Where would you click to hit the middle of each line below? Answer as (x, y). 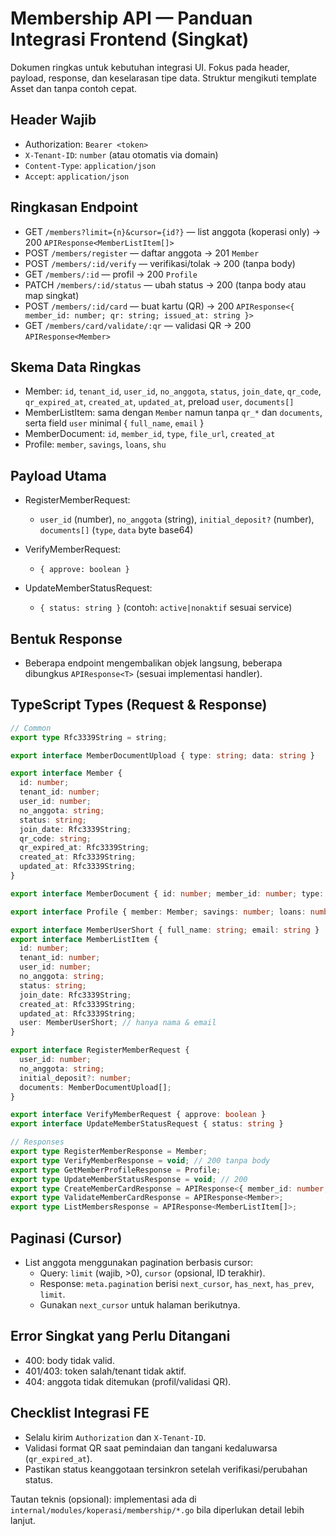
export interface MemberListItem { (84, 939)
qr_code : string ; (55, 838)
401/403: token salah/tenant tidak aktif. (105, 1371)
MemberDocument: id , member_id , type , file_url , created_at (150, 434)
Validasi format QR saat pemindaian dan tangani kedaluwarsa (151, 1448)
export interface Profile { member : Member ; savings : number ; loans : (158, 912)
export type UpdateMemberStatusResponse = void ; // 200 (129, 1179)
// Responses (37, 1142)
